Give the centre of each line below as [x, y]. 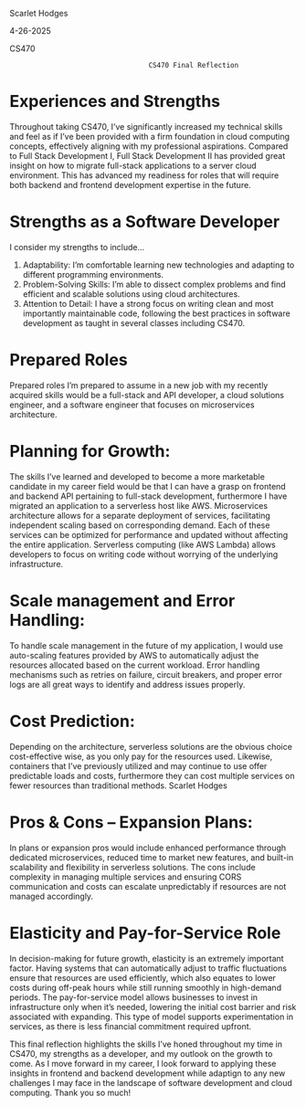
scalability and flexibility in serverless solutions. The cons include [132, 867]
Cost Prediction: [72, 721]
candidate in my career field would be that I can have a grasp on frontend [148, 486]
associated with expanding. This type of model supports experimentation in [152, 1017]
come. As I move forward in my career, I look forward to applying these [143, 1063]
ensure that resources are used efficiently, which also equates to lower [143, 977]
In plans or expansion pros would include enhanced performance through [148, 848]
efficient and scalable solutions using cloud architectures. [131, 294]
